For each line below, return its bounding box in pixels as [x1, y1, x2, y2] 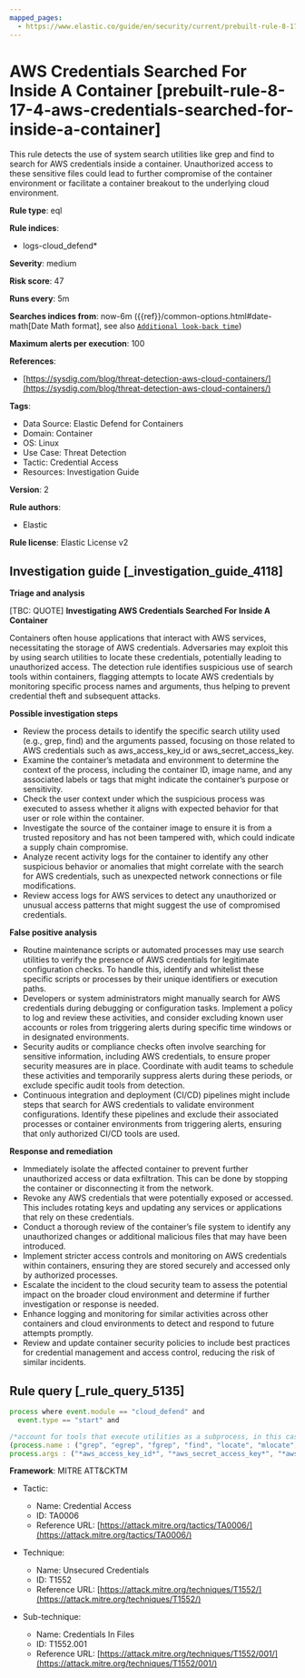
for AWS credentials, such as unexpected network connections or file [22, 870, 283, 882]
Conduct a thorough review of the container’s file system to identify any [22, 1221, 291, 1232]
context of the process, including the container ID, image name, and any [22, 765, 293, 776]
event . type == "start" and [17, 1415, 120, 1424]
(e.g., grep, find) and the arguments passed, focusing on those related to [22, 736, 295, 747]
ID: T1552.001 [35, 1639, 88, 1650]
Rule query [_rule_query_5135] [9, 1383, 185, 1399]
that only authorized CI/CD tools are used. [22, 1129, 181, 1140]
